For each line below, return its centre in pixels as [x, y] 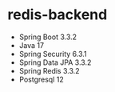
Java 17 [32, 45]
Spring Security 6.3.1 [53, 54]
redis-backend [57, 15]
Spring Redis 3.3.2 [50, 70]
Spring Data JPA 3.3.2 [55, 62]
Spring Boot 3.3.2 [48, 37]
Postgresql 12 [42, 79]
